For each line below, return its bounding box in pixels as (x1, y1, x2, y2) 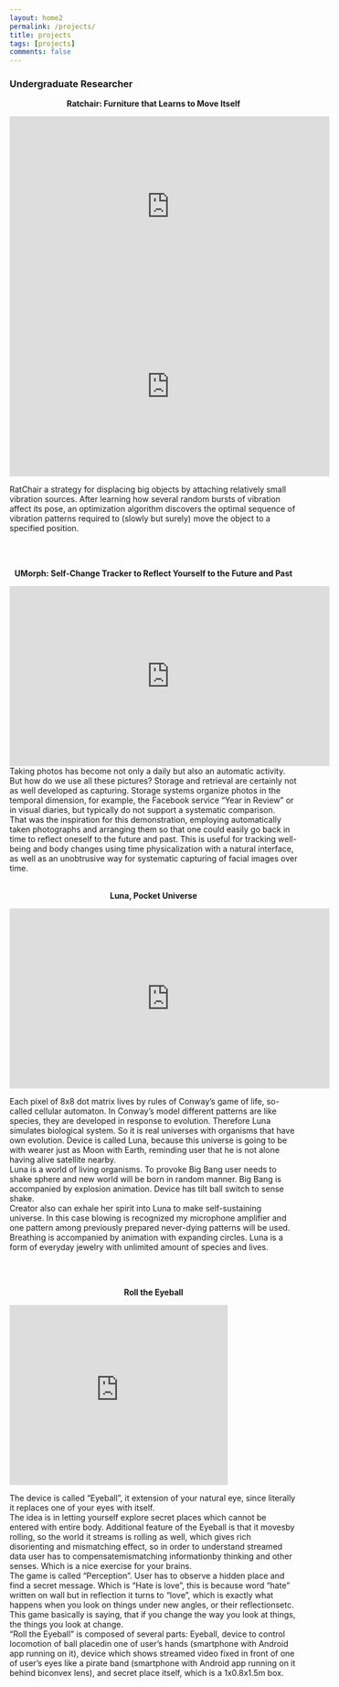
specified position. (9, 523, 79, 534)
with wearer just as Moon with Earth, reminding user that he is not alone (9, 1145, 281, 1156)
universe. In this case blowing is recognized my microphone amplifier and (9, 1212, 287, 1223)
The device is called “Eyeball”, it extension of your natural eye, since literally (9, 1492, 296, 1504)
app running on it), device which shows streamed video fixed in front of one (9, 1648, 295, 1660)
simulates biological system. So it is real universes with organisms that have (9, 1126, 295, 1137)
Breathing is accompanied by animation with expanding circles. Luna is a (9, 1232, 283, 1244)
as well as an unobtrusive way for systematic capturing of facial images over (9, 853, 298, 864)
